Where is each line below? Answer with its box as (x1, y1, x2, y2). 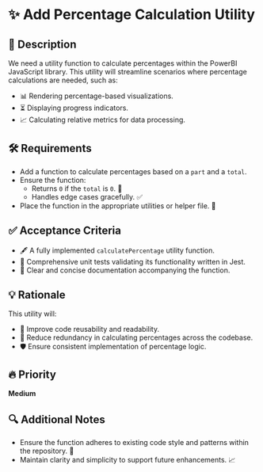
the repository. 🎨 (19, 446, 74, 456)
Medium (8, 389, 36, 398)
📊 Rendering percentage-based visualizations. (19, 91, 174, 101)
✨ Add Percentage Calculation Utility (8, 6, 256, 24)
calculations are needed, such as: (8, 75, 118, 85)
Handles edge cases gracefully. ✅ (31, 192, 143, 201)
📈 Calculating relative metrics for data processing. (19, 115, 186, 124)
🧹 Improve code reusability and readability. (19, 325, 160, 334)
